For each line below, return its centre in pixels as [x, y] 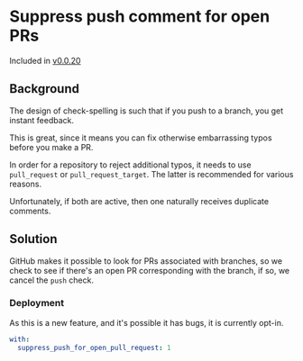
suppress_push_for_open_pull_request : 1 [94, 347]
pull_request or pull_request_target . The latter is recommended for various [151, 174]
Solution [33, 239]
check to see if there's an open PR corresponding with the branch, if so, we [150, 270]
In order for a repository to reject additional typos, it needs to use [130, 165]
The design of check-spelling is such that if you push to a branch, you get [147, 111]
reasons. [26, 184]
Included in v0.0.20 [45, 60]
